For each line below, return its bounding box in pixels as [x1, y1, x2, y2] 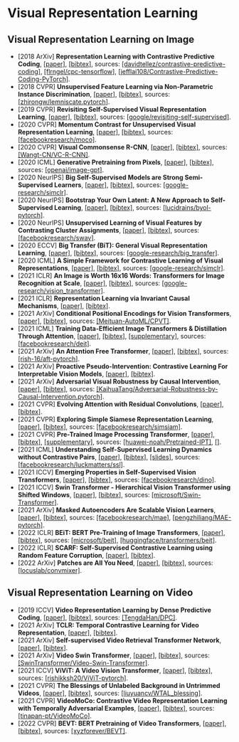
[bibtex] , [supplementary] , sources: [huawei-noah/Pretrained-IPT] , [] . [17, 438, 222, 446]
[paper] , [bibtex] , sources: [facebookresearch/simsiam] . [17, 423, 183, 431]
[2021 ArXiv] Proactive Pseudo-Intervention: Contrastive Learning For [17, 362, 228, 371]
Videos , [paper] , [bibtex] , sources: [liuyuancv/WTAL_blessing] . [17, 689, 203, 697]
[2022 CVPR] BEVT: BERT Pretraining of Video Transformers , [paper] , [17, 719, 227, 727]
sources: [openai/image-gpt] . [17, 166, 105, 174]
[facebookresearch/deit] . [17, 339, 91, 348]
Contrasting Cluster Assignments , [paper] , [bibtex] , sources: [17, 226, 200, 234]
